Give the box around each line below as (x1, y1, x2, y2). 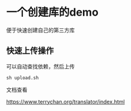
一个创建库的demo (6, 5, 99, 19)
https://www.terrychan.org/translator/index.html (6, 98, 125, 105)
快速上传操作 (6, 46, 54, 56)
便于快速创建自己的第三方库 (6, 26, 75, 34)
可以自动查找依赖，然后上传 (6, 62, 75, 70)
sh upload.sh (6, 74, 39, 81)
